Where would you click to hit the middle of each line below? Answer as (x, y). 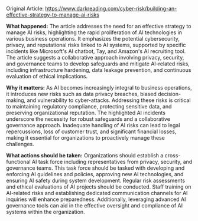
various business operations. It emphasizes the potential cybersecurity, (93, 39)
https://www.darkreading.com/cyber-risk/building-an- (111, 9)
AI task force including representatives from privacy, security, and (112, 162)
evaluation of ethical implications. (47, 76)
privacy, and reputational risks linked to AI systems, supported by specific (96, 45)
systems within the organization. (46, 212)
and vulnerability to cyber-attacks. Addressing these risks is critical (109, 100)
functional (18, 162)
